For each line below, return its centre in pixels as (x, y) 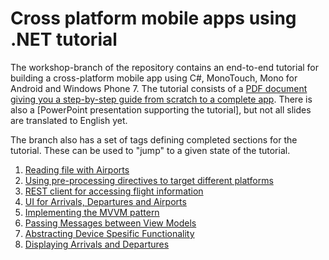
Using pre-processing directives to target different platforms (149, 180)
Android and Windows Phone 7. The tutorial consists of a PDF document (159, 88)
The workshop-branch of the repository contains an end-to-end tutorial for (165, 67)
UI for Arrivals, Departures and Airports (105, 201)
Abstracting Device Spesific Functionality (109, 233)
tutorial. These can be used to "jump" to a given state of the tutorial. (150, 150)
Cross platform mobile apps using (153, 18)
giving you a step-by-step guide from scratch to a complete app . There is (161, 99)
